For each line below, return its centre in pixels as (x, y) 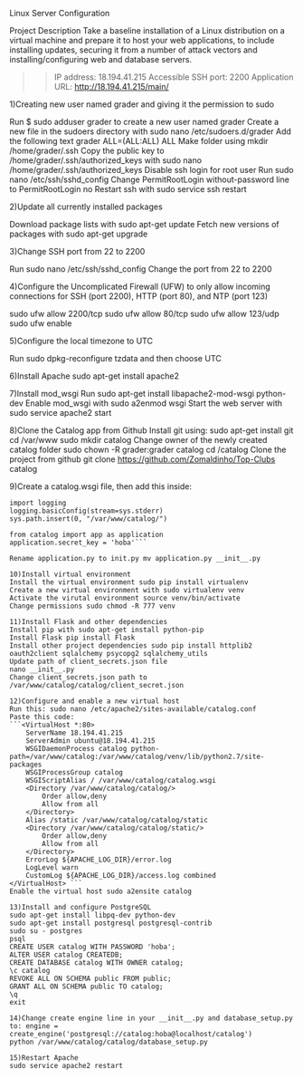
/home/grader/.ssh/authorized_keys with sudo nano (105, 160)
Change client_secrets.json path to (78, 678)
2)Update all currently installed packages (86, 207)
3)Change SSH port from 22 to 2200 (77, 251)
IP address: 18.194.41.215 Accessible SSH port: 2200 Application (174, 77)
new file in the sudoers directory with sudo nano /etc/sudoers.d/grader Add (151, 131)
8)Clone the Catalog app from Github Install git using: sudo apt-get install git (151, 430)
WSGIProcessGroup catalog (75, 773)
